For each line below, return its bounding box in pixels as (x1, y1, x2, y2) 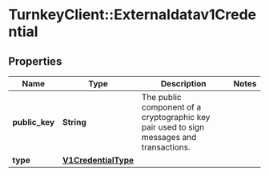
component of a (141, 102, 202, 113)
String (62, 117, 86, 127)
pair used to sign (141, 122, 205, 133)
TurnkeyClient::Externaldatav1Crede (8, 6, 257, 24)
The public (141, 92, 182, 102)
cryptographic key (141, 112, 211, 122)
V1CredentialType (62, 154, 134, 166)
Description (160, 78, 207, 89)
